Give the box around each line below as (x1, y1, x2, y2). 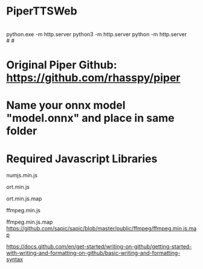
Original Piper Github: (6, 59, 117, 72)
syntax (6, 256, 23, 263)
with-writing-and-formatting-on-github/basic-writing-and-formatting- (6, 249, 181, 257)
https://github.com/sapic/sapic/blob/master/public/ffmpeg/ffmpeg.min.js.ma (6, 225, 197, 232)
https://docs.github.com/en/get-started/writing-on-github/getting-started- (6, 243, 192, 250)
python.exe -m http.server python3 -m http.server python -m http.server (6, 30, 187, 37)
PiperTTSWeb (6, 4, 77, 18)
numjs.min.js (6, 172, 38, 179)
